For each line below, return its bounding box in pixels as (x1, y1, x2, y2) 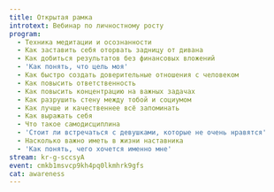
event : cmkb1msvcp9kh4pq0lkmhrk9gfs (9, 161, 144, 170)
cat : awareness (9, 169, 65, 178)
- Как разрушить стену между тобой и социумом (17, 95, 192, 104)
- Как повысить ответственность (17, 79, 137, 88)
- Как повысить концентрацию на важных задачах (17, 87, 196, 96)
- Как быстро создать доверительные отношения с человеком (17, 71, 240, 80)
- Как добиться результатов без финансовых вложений (17, 54, 216, 63)
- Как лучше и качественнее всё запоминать (17, 104, 179, 112)
